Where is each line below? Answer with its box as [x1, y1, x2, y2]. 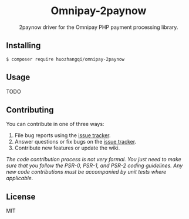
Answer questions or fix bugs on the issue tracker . [14, 138, 137, 145]
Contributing [6, 105, 54, 115]
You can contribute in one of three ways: [6, 121, 104, 128]
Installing [6, 41, 41, 51]
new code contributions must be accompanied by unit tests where [6, 168, 167, 175]
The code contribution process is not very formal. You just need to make [6, 156, 182, 163]
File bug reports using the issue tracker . [14, 132, 111, 139]
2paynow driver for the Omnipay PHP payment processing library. [19, 24, 178, 31]
